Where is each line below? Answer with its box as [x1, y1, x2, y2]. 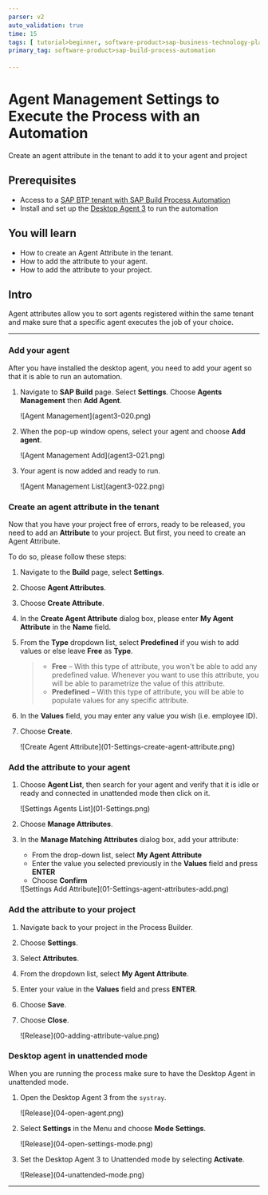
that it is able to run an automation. [8, 371, 123, 381]
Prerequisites [8, 174, 77, 188]
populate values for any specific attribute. [51, 695, 189, 705]
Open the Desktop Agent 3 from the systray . [19, 1092, 167, 1102]
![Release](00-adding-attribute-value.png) [19, 1031, 160, 1040]
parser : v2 [8, 13, 45, 21]
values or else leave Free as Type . [19, 646, 133, 655]
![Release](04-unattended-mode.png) [19, 1169, 145, 1179]
